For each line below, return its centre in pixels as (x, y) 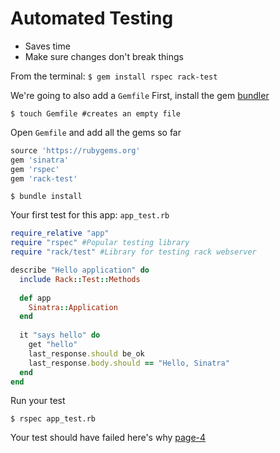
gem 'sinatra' (40, 160)
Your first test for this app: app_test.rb (90, 215)
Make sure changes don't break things (104, 56)
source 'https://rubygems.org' (75, 150)
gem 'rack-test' (44, 178)
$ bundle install (46, 197)
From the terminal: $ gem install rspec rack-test (114, 76)
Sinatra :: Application (73, 307)
